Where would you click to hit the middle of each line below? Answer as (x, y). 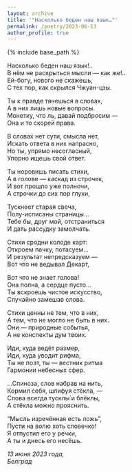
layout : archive (30, 13)
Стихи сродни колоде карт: (47, 243)
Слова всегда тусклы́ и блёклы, (54, 398)
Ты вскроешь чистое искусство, (55, 292)
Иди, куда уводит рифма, (44, 356)
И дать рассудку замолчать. (49, 229)
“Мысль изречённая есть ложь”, (54, 419)
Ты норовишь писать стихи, (48, 172)
